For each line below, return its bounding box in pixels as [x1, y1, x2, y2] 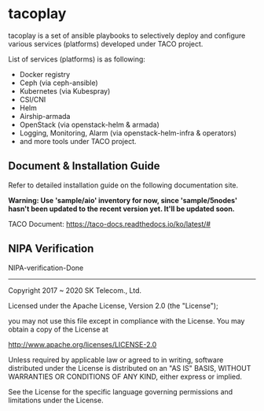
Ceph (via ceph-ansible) [19, 78, 98, 87]
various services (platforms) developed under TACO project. [8, 39, 203, 48]
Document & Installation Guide [8, 159, 160, 173]
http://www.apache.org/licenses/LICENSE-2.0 [8, 339, 157, 349]
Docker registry [19, 69, 71, 79]
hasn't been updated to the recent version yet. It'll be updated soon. [8, 204, 236, 213]
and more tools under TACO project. [19, 136, 137, 146]
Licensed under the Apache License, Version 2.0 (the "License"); [8, 301, 218, 310]
